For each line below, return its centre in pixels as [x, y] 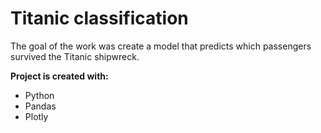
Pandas [40, 106]
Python [39, 95]
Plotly [36, 116]
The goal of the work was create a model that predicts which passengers [161, 46]
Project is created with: [59, 76]
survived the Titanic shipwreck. [75, 56]
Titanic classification [99, 18]
